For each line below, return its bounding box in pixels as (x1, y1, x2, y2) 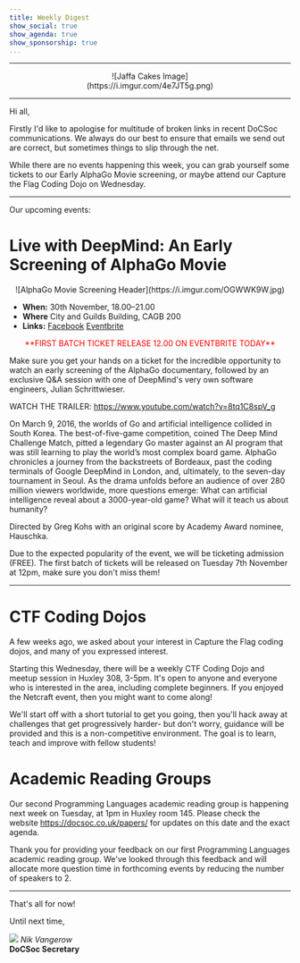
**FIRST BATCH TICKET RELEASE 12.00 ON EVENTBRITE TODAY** (24, 338, 276, 349)
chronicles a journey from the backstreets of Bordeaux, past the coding (9, 457, 272, 468)
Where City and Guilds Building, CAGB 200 (21, 311, 181, 322)
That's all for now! (9, 899, 76, 909)
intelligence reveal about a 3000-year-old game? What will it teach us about (9, 494, 288, 505)
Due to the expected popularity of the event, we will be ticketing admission (9, 548, 284, 559)
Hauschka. (9, 531, 49, 542)
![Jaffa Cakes (111, 71, 161, 81)
